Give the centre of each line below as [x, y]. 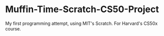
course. [13, 28]
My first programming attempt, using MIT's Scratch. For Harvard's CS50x [81, 23]
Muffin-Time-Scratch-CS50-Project [82, 9]
